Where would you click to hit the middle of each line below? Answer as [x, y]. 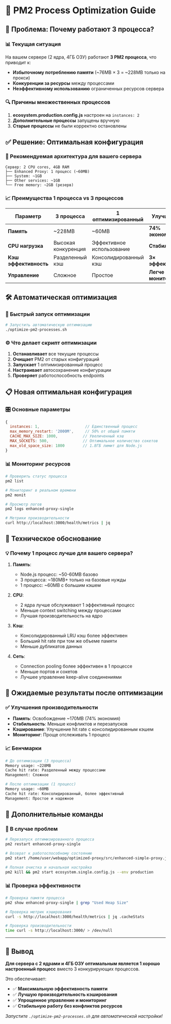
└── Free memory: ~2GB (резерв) [39, 185]
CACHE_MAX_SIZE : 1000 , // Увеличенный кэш [67, 436]
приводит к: [18, 62]
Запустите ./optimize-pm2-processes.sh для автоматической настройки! [84, 1016]
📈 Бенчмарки [23, 748]
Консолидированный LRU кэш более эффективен [74, 635]
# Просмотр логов [24, 504]
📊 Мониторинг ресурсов [38, 464]
